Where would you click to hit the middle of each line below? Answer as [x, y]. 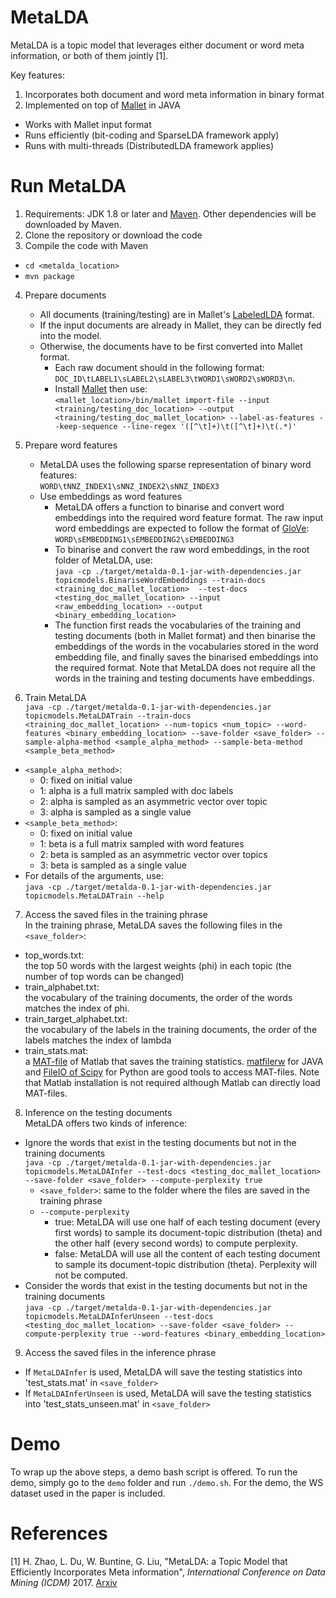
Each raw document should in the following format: [159, 367]
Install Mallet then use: [101, 388]
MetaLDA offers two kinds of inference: [106, 1123]
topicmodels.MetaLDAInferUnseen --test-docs [119, 1316]
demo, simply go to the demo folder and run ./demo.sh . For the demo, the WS [167, 1482]
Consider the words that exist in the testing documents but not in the [166, 1285]
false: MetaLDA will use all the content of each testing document [187, 1253]
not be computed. [91, 1275]
